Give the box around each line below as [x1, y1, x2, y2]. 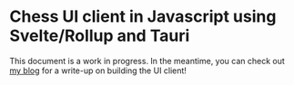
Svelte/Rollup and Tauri [9, 25, 190, 46]
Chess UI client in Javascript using [9, 6, 277, 27]
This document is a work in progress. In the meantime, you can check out [9, 55, 285, 66]
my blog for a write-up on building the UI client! [9, 65, 187, 76]
